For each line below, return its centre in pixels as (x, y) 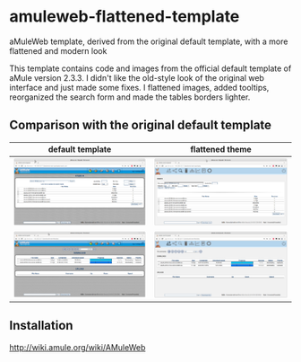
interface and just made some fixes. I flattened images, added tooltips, (139, 87)
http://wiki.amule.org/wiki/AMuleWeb (77, 347)
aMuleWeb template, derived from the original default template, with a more (149, 41)
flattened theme (221, 149)
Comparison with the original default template (140, 125)
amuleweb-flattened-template (125, 17)
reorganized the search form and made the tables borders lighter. (130, 97)
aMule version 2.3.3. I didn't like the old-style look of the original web (137, 77)
